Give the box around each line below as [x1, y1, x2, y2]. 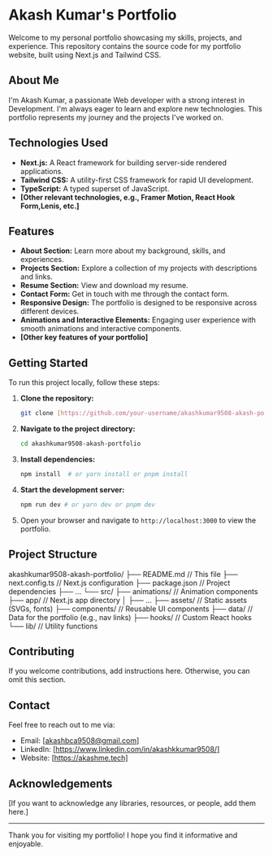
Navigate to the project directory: [19, 424, 136, 434]
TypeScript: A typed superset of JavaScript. [19, 183, 170, 193]
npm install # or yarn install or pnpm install [19, 470, 188, 478]
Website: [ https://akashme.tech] [19, 753, 128, 763]
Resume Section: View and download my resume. [19, 281, 188, 291]
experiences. [19, 255, 64, 265]
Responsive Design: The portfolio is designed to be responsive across [19, 298, 258, 308]
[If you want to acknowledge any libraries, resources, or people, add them [8, 798, 256, 807]
